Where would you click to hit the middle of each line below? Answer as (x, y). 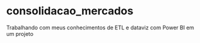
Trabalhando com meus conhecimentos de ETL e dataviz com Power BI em (100, 27)
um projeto (20, 33)
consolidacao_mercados (70, 11)
